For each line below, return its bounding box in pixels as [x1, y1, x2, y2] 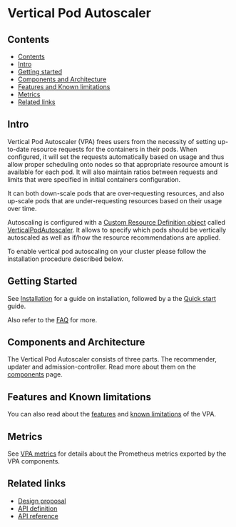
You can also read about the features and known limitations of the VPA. [7, 410, 216, 419]
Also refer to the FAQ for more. [7, 315, 98, 324]
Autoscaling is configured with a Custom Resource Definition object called [7, 218, 226, 226]
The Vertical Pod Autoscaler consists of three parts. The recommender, [7, 355, 217, 364]
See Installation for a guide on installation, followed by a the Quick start [7, 294, 216, 302]
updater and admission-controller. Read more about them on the [7, 362, 196, 372]
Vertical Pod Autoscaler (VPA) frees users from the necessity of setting [7, 137, 216, 145]
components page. [7, 370, 63, 379]
